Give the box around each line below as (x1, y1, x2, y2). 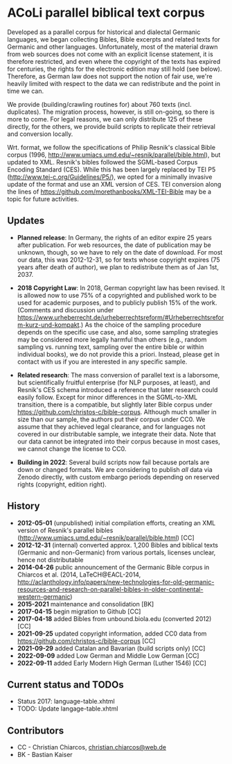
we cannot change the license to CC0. (17, 444, 127, 452)
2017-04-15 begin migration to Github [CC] (17, 607, 141, 616)
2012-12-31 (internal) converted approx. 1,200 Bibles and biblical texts (17, 541, 218, 549)
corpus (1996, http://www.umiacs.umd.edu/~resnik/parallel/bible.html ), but (7, 151, 221, 159)
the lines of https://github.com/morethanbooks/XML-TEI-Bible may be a (7, 187, 212, 196)
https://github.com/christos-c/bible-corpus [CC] (17, 636, 156, 645)
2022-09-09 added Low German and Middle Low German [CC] (17, 651, 199, 660)
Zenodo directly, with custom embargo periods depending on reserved (17, 473, 220, 481)
